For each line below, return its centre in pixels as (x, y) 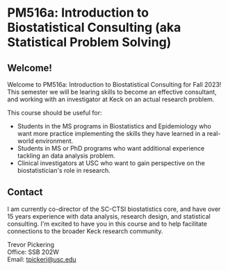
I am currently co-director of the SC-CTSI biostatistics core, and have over (114, 209)
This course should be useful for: (55, 113)
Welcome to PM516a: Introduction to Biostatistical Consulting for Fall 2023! (114, 84)
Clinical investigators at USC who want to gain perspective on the (111, 163)
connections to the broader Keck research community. (85, 231)
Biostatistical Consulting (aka (94, 27)
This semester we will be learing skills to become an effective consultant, (112, 92)
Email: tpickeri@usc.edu (42, 259)
